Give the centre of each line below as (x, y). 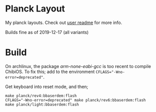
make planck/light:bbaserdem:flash (42, 104)
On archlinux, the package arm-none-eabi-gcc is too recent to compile (78, 66)
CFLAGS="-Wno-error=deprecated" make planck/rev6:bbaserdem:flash (76, 100)
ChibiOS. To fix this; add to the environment (50, 71)
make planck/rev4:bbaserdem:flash (41, 95)
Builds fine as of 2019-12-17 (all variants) (47, 32)
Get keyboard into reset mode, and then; (47, 86)
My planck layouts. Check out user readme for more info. (64, 22)
